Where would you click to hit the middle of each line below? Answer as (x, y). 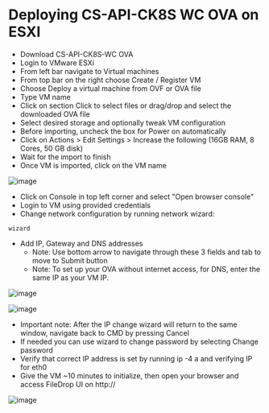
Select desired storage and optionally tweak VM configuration (122, 122)
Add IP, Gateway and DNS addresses (81, 243)
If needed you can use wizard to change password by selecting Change (139, 341)
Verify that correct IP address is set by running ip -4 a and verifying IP (136, 358)
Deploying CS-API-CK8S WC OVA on (134, 15)
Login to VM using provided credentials (85, 205)
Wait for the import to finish (65, 157)
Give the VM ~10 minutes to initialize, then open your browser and (129, 375)
